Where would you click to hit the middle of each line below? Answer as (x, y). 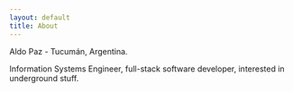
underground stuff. (44, 78)
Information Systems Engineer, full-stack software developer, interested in (147, 69)
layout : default (40, 17)
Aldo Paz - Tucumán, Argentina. (69, 51)
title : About (34, 26)
